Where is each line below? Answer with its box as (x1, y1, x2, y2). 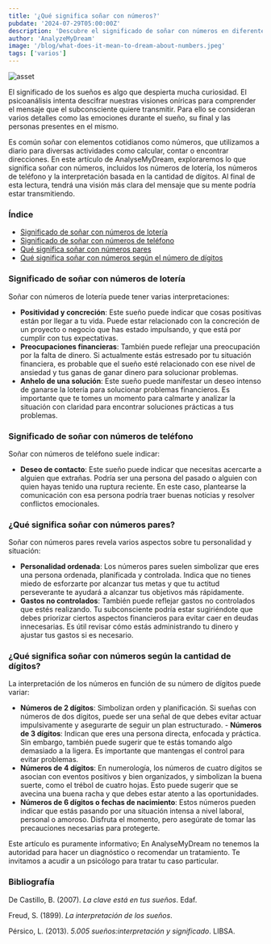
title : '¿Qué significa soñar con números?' (8, 11, 161, 20)
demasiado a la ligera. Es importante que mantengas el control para (19, 746, 245, 756)
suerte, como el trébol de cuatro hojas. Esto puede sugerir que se (19, 781, 239, 790)
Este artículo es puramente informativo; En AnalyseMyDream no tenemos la (8, 839, 260, 849)
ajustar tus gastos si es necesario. (19, 630, 134, 640)
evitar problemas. (19, 755, 79, 765)
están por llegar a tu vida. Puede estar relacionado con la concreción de (19, 316, 261, 326)
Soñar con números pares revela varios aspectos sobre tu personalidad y (8, 537, 252, 547)
